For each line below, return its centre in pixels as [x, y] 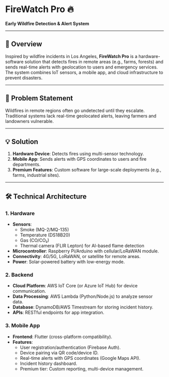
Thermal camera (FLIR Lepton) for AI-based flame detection [82, 246]
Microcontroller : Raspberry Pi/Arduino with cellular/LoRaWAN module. [86, 251]
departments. [26, 164]
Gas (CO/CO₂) [34, 240]
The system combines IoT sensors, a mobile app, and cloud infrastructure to [84, 72]
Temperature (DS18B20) [45, 235]
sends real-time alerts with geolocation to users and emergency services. [81, 67]
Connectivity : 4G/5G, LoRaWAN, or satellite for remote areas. [76, 257]
